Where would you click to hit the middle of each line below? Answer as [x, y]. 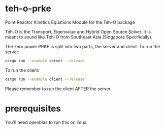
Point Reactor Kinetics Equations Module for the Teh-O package [70, 22]
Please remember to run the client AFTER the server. [58, 89]
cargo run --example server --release [45, 61]
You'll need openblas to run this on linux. [46, 122]
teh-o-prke [28, 9]
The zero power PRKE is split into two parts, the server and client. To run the [82, 46]
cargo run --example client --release [45, 79]
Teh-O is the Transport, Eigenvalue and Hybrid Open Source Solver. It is [78, 32]
